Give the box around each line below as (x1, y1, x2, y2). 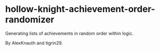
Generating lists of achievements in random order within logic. (5, 30, 134, 36)
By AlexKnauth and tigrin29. (5, 40, 63, 46)
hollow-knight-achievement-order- (5, 3, 155, 15)
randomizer (5, 14, 55, 25)
